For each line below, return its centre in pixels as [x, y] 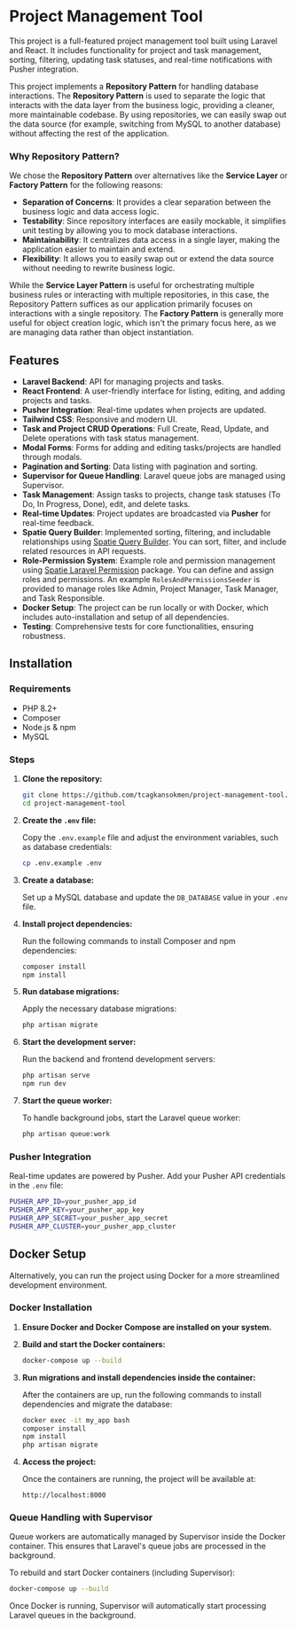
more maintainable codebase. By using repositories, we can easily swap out [148, 114]
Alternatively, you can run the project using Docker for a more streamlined [145, 1275]
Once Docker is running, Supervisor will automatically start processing [138, 1606]
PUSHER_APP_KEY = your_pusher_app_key [77, 1210]
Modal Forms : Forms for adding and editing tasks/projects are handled [152, 448]
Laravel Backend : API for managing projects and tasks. [123, 382]
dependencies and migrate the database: [97, 1404]
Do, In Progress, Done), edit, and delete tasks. [106, 504]
